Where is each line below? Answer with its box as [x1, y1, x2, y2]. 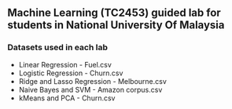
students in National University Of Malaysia [7, 19, 225, 32]
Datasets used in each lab [7, 42, 108, 53]
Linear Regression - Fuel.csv [18, 60, 112, 69]
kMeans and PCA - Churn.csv [18, 93, 116, 103]
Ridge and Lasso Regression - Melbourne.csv [18, 76, 167, 85]
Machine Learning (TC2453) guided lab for [7, 6, 221, 20]
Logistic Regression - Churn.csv [18, 68, 123, 78]
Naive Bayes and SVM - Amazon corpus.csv [18, 85, 163, 94]
